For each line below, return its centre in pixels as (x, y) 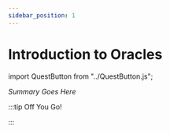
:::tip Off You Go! (35, 106)
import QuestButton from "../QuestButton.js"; (81, 76)
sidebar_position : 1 (42, 15)
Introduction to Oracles (85, 54)
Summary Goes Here (42, 91)
